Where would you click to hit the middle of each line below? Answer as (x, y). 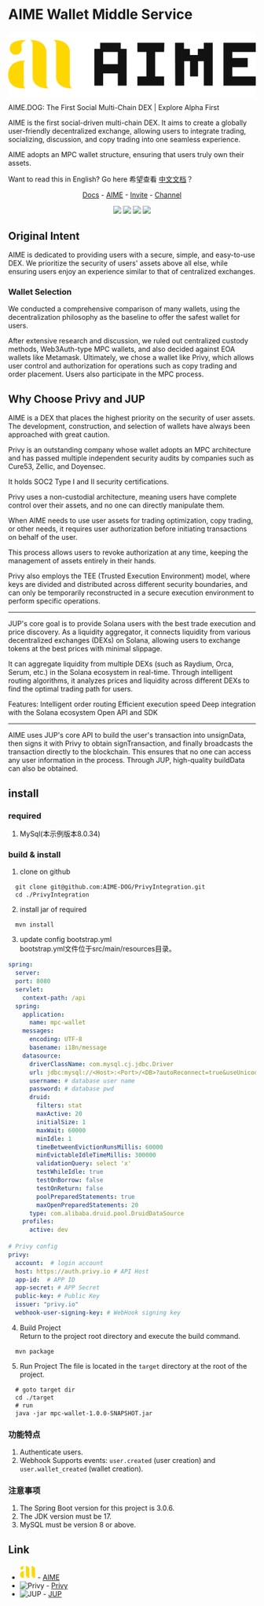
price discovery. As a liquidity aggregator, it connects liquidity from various (130, 632)
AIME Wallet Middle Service (101, 15)
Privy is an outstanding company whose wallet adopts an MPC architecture (130, 450)
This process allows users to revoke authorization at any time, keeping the (128, 552)
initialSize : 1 (61, 1122)
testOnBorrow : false (70, 1180)
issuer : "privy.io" (47, 1305)
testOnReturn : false (70, 1188)
